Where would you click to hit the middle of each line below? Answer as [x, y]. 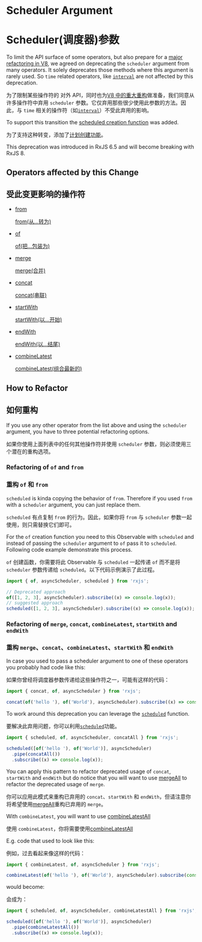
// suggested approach [35, 603]
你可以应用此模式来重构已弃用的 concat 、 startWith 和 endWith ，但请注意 [96, 797]
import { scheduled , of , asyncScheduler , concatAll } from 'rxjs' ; [93, 738]
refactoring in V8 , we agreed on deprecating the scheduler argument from [98, 63]
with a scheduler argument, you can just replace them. [74, 504]
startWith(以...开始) [38, 320]
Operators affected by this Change [73, 172]
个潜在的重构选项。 [30, 451]
